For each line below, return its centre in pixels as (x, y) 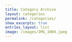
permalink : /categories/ (31, 18)
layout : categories (25, 14)
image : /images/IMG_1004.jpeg (36, 32)
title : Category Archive (31, 9)
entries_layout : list (27, 28)
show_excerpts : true (26, 23)
